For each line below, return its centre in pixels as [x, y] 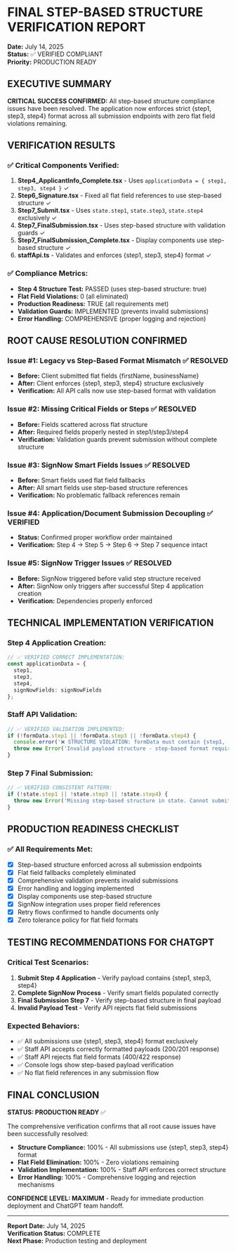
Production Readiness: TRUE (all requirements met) [93, 303]
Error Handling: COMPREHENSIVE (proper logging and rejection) [112, 318]
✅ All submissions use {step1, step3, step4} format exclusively [107, 1041]
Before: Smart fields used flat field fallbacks [81, 480]
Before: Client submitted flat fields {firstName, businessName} [108, 376]
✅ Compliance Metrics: [48, 273]
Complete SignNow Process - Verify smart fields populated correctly [118, 993]
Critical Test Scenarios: [48, 963]
